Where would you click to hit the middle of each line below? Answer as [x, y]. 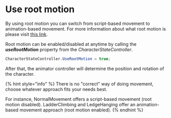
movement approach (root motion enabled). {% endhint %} [82, 110]
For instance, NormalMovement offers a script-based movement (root [79, 99]
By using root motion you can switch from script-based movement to [78, 23]
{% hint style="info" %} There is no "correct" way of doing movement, [79, 84]
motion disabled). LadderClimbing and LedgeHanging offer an [70, 104]
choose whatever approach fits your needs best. [56, 89]
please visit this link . [27, 34]
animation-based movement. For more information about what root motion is [86, 28]
